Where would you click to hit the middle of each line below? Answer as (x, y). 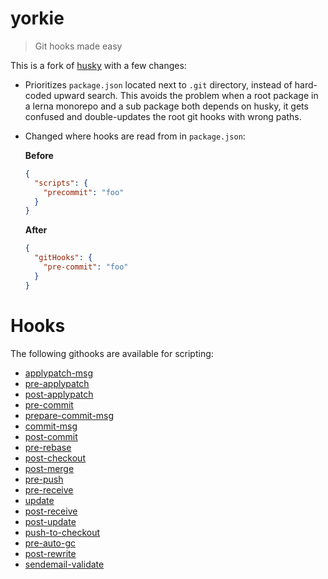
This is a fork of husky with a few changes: (98, 65)
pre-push (44, 479)
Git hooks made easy (78, 46)
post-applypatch (59, 394)
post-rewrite (50, 553)
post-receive (51, 511)
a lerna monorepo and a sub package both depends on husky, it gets (166, 106)
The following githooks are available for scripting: (112, 353)
